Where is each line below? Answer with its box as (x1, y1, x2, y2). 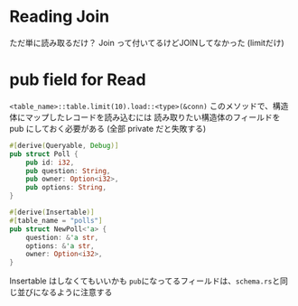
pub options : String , (25, 183, 107, 192)
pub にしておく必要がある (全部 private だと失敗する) (9, 123, 207, 134)
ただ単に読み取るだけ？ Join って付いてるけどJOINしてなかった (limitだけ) (9, 37, 284, 48)
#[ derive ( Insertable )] (9, 208, 95, 217)
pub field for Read (9, 70, 146, 90)
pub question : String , (25, 166, 111, 175)
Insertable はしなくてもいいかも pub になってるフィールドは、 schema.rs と (9, 275, 281, 286)
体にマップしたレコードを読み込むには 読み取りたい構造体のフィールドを (9, 111, 281, 123)
